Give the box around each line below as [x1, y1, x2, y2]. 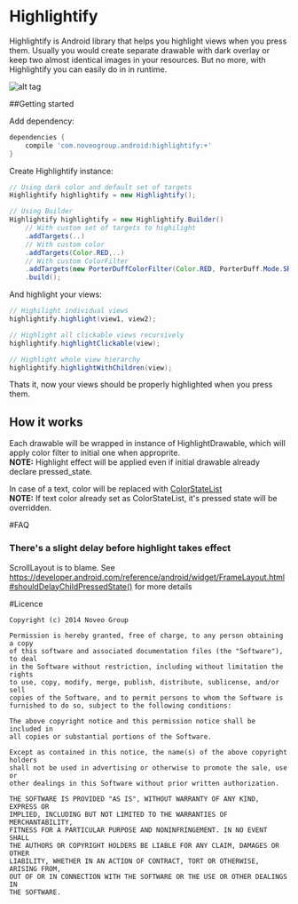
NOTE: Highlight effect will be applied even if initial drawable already [9, 457, 260, 468]
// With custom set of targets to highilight [25, 224, 197, 233]
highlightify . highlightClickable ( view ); [9, 339, 161, 348]
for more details [134, 580, 192, 592]
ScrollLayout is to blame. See [9, 562, 115, 572]
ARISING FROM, [9, 864, 62, 873]
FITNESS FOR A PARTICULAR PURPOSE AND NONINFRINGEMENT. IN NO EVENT [9, 825, 268, 835]
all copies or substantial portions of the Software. [9, 732, 213, 741]
